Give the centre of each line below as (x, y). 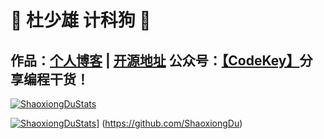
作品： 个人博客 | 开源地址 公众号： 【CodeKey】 (155, 60)
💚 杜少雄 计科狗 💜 (81, 20)
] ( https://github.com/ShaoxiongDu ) (169, 123)
